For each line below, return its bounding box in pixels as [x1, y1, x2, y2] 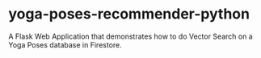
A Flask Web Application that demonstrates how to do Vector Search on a [8, 31, 253, 41]
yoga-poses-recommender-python [8, 5, 250, 23]
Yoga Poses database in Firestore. [8, 39, 123, 49]
